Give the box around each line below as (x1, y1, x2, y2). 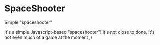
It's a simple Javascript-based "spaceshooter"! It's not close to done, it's (4, 29, 155, 35)
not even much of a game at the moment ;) (4, 34, 93, 40)
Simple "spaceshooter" (4, 19, 53, 25)
